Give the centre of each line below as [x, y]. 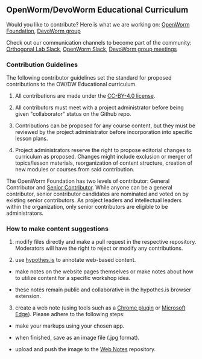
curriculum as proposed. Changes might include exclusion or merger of [104, 157]
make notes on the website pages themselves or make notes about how [104, 272]
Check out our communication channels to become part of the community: [99, 42]
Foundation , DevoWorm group [44, 31]
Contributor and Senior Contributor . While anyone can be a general [90, 188]
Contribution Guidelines [42, 65]
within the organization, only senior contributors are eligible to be [87, 207]
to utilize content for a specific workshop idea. [73, 278]
